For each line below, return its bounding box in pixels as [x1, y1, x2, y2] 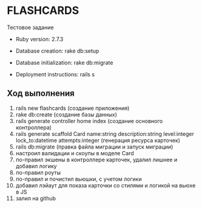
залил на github [15, 195, 56, 202]
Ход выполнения [7, 89, 75, 99]
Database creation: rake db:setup [15, 47, 99, 55]
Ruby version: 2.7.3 [15, 35, 64, 42]
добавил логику [15, 162, 57, 170]
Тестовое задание [7, 24, 54, 31]
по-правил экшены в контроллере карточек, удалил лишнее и [15, 156, 178, 163]
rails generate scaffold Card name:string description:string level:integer [15, 130, 195, 137]
